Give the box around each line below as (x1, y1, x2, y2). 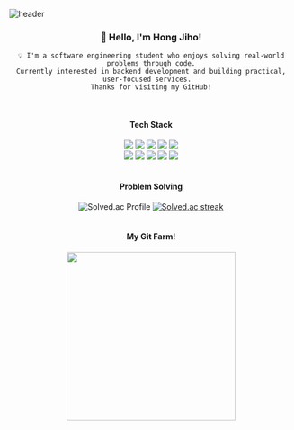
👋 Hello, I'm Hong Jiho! (100, 31, 202, 43)
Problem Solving (120, 181, 183, 193)
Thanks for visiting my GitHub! (90, 83, 212, 92)
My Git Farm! (126, 231, 176, 242)
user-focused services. (102, 75, 192, 85)
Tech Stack (129, 119, 173, 130)
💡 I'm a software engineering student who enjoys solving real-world (17, 51, 285, 60)
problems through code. (106, 59, 196, 68)
